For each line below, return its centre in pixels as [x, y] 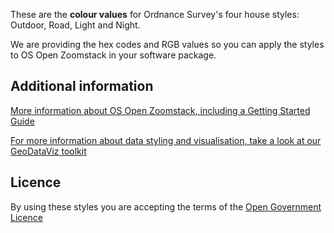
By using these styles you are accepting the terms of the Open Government [166, 206]
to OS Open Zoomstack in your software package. [113, 55]
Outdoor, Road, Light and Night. [75, 25]
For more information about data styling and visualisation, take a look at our [166, 140]
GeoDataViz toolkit [48, 151]
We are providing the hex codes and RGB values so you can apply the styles [167, 44]
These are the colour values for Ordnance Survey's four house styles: [155, 14]
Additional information [82, 86]
